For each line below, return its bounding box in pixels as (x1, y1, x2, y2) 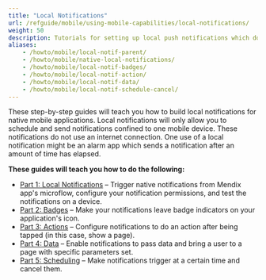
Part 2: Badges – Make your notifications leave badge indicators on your (19, 205, 256, 215)
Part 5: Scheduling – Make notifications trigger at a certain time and (19, 255, 240, 266)
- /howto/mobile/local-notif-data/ (22, 78, 140, 86)
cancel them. (19, 264, 63, 274)
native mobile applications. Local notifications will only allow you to (8, 116, 227, 125)
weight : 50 (8, 26, 44, 34)
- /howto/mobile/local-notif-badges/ (22, 63, 147, 71)
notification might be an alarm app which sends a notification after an (8, 140, 235, 151)
